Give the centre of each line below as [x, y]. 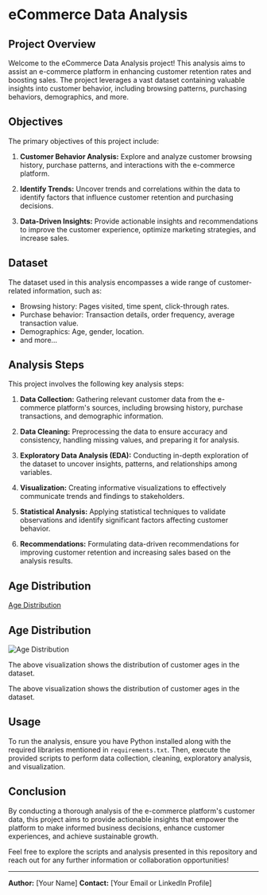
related [20, 290]
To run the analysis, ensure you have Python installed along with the [120, 741]
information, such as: [67, 290]
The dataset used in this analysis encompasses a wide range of [112, 282]
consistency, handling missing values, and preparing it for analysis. [130, 440]
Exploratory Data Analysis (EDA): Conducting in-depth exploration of [134, 456]
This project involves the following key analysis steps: [96, 384]
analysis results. [46, 561]
